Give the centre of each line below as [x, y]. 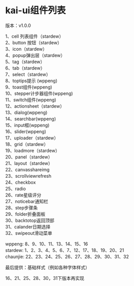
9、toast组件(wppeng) [29, 87]
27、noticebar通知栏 [27, 201]
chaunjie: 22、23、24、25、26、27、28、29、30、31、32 [67, 257]
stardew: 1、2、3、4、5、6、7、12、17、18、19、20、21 [65, 250]
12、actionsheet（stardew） [35, 106]
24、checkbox [21, 182]
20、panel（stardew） [29, 157]
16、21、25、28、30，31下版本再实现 [45, 278]
